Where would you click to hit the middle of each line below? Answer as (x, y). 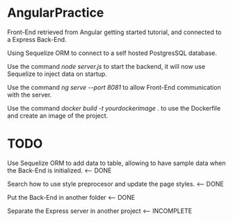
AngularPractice (56, 13)
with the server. (30, 95)
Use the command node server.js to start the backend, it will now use (106, 66)
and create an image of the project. (58, 116)
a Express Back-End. (37, 39)
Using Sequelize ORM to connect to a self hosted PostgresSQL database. (112, 53)
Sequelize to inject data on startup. (57, 74)
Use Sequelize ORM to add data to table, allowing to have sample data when (116, 163)
